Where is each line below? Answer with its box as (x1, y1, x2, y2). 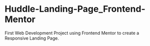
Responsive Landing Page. (4, 35, 59, 41)
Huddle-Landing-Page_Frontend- (4, 3, 146, 15)
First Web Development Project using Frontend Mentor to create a (4, 30, 140, 36)
